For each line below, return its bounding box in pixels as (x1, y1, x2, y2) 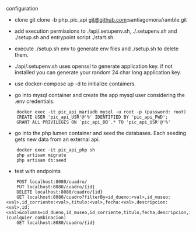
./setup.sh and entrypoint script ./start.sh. (14, 34, 115, 40)
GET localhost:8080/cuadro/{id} (16, 220, 95, 226)
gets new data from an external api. (14, 136, 100, 143)
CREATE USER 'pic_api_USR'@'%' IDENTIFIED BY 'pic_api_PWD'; (16, 114, 168, 120)
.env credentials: (14, 98, 55, 105)
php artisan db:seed (16, 157, 66, 163)
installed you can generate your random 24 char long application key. (14, 69, 182, 75)
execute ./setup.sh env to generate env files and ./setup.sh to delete (14, 45, 179, 52)
